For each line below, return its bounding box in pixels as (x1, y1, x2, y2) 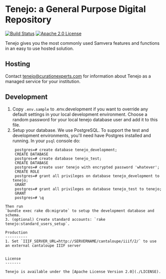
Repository (5, 14, 52, 25)
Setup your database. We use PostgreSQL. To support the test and (12, 127, 149, 133)
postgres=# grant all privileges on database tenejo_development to (14, 173, 160, 179)
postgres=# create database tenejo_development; (14, 147, 118, 152)
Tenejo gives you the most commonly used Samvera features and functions (5, 40, 160, 46)
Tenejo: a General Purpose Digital (5, 3, 146, 15)
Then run (5, 204, 23, 209)
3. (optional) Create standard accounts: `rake (5, 217, 106, 222)
